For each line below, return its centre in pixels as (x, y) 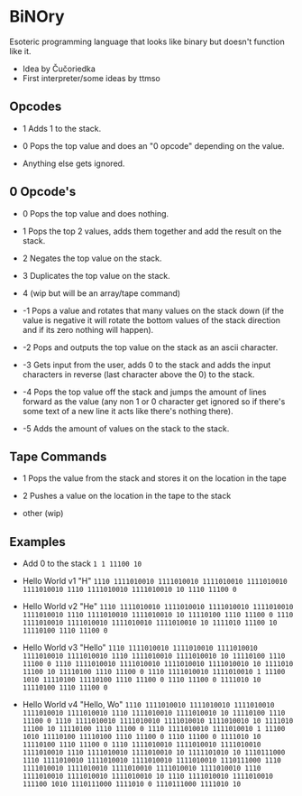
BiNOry (37, 17)
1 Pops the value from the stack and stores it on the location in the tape (154, 478)
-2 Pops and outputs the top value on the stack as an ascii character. (150, 347)
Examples (37, 542)
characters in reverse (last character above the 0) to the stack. (138, 374)
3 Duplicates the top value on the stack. (96, 275)
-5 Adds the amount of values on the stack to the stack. (126, 428)
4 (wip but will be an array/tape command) (101, 293)
